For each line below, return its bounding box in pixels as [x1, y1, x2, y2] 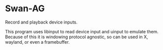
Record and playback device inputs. [5, 19, 78, 25]
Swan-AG [5, 3, 45, 14]
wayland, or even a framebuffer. [5, 39, 70, 45]
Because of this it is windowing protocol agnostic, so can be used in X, [5, 34, 148, 40]
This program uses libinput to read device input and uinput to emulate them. [5, 28, 159, 34]
